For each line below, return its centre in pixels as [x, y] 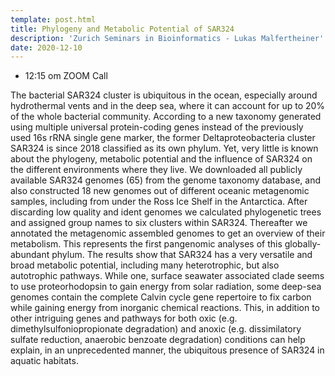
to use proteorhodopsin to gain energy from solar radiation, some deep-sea [166, 287]
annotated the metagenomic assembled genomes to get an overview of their [168, 233]
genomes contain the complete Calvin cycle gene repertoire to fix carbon [161, 297]
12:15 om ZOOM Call [66, 76]
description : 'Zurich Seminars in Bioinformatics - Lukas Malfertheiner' [167, 38]
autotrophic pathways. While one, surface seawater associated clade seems [167, 276]
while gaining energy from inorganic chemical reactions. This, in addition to [165, 308]
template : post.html [53, 19]
